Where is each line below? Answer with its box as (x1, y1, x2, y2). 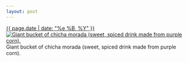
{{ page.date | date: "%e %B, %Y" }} (6, 25, 95, 32)
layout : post (6, 8, 38, 15)
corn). (6, 49, 21, 56)
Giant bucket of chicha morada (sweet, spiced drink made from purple (6, 43, 176, 50)
